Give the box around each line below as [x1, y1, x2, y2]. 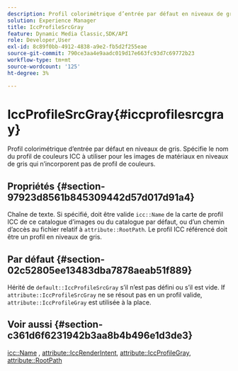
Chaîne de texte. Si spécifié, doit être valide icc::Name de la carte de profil [7, 210, 223, 219]
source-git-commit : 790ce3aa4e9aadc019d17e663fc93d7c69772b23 [7, 50, 195, 57]
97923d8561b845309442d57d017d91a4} [7, 191, 195, 203]
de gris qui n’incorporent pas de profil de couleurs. [7, 160, 156, 169]
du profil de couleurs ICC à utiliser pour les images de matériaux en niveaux [7, 152, 229, 161]
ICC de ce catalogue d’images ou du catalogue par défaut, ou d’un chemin [7, 217, 225, 227]
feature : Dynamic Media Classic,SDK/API [7, 30, 129, 38]
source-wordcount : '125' [7, 63, 81, 70]
